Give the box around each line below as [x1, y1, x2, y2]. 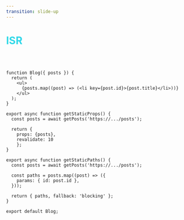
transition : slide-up [6, 8, 59, 15]
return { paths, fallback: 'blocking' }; [11, 193, 114, 199]
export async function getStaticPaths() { [6, 157, 111, 163]
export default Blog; [6, 208, 59, 214]
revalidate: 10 [16, 136, 54, 143]
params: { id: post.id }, [16, 177, 80, 184]
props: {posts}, [16, 131, 57, 137]
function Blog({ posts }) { [6, 70, 75, 76]
